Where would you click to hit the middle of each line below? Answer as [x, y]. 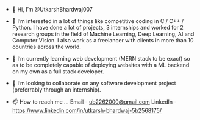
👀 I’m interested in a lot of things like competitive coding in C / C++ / [98, 21]
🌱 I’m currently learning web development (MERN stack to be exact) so [101, 58]
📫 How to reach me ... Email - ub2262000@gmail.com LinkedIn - [94, 102]
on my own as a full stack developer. [58, 72]
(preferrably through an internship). [57, 90]
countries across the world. [46, 47]
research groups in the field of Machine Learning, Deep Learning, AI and [103, 34]
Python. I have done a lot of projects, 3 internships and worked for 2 [98, 28]
